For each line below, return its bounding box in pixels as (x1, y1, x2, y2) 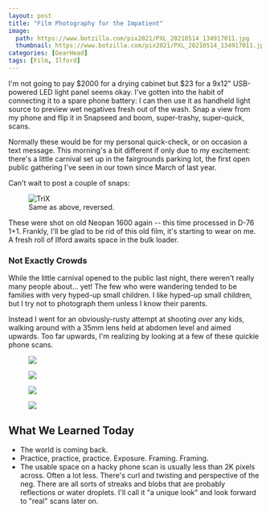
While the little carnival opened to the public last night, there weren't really (8, 273, 255, 283)
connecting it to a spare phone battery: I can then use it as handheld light (8, 96, 251, 105)
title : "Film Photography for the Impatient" (8, 19, 163, 27)
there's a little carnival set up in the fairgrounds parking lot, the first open (8, 154, 251, 163)
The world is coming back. (19, 444, 108, 454)
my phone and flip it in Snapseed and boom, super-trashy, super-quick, (8, 113, 245, 122)
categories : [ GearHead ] (8, 49, 88, 57)
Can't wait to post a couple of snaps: (8, 178, 130, 187)
